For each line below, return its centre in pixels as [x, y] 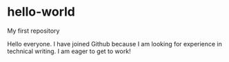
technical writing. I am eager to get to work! [69, 51]
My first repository [33, 31]
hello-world [41, 12]
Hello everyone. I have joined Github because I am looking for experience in [115, 44]
